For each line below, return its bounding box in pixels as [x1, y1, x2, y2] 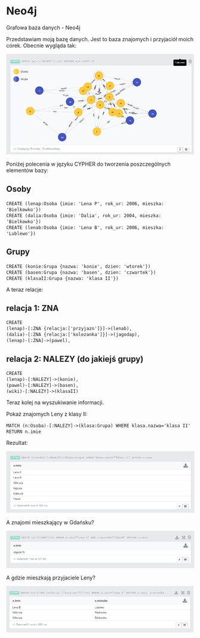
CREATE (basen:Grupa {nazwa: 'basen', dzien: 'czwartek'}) [6, 269, 156, 276]
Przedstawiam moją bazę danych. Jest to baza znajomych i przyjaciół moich [6, 35, 194, 42]
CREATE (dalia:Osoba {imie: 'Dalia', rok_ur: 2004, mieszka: [6, 212, 162, 219]
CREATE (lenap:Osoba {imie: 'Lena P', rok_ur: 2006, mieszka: [6, 200, 164, 207]
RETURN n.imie [6, 429, 42, 435]
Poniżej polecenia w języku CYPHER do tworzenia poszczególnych [6, 160, 171, 167]
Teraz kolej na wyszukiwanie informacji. [6, 399, 104, 406]
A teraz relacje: [6, 286, 44, 293]
